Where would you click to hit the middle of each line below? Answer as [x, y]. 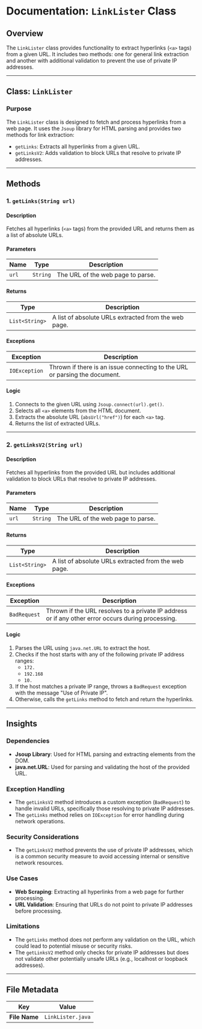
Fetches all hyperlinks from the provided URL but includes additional [91, 473]
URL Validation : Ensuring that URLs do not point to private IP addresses [104, 904]
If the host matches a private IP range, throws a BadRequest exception [101, 686]
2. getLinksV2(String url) [44, 444]
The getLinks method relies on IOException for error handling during [99, 814]
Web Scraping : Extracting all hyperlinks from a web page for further [99, 892]
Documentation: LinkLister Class [91, 11]
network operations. [40, 821]
